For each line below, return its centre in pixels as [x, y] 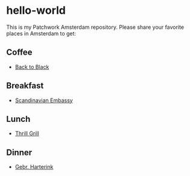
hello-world [36, 11]
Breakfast [25, 86]
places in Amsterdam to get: [41, 33]
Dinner [19, 152]
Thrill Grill [27, 133]
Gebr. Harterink [34, 167]
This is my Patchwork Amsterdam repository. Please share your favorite [95, 27]
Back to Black [32, 67]
